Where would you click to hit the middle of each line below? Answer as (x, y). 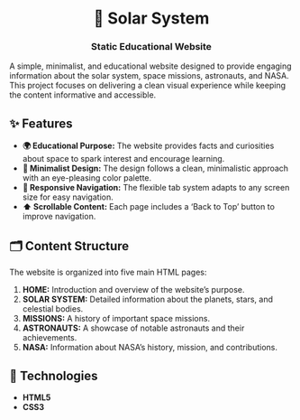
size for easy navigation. (68, 197)
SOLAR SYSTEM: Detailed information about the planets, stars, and (147, 299)
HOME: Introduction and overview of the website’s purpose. (133, 290)
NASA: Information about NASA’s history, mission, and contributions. (150, 348)
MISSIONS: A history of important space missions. (116, 319)
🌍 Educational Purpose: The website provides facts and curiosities (148, 146)
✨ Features (41, 123)
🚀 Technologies (54, 375)
